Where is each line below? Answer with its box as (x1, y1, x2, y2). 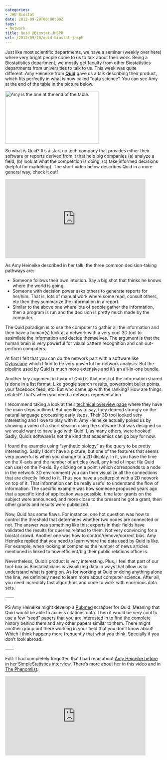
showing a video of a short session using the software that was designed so (5, 422, 162, 428)
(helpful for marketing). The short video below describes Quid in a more (5, 163, 153, 169)
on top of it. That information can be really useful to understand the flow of (5, 480, 159, 486)
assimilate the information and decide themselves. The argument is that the (5, 335, 160, 341)
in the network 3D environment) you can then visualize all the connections (5, 469, 158, 475)
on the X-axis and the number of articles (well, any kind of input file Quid (5, 459, 155, 465)
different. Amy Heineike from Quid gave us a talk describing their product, (5, 70, 157, 76)
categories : (5, 7, 30, 13)
